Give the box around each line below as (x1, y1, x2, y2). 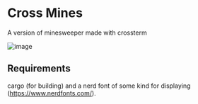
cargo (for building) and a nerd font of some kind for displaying (7, 81, 191, 90)
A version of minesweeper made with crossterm (7, 28, 147, 37)
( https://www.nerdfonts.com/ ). (7, 88, 97, 97)
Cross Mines (7, 5, 83, 21)
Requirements (7, 62, 71, 75)
